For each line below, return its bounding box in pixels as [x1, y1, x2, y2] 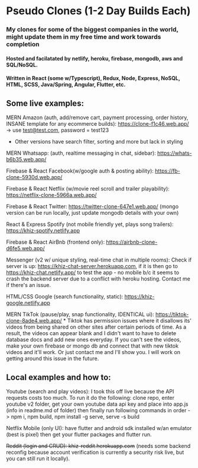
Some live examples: [6, 98, 85, 108]
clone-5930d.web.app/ [6, 174, 63, 181]
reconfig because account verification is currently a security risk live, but [6, 448, 184, 456]
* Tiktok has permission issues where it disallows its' [63, 317, 192, 324]
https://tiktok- [155, 311, 189, 318]
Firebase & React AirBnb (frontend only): [6, 238, 105, 246]
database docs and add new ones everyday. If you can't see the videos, [6, 336, 181, 343]
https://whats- [157, 149, 192, 157]
